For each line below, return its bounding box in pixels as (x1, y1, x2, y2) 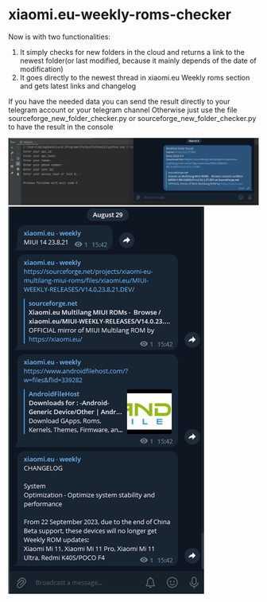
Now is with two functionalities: (8, 32, 111, 41)
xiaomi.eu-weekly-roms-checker (8, 6, 232, 24)
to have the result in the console (8, 122, 114, 131)
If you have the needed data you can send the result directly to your (8, 96, 230, 106)
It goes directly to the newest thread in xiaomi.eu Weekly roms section (19, 72, 250, 82)
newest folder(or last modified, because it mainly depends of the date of (19, 56, 257, 65)
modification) (19, 64, 64, 73)
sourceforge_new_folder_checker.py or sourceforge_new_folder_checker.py (8, 113, 257, 123)
